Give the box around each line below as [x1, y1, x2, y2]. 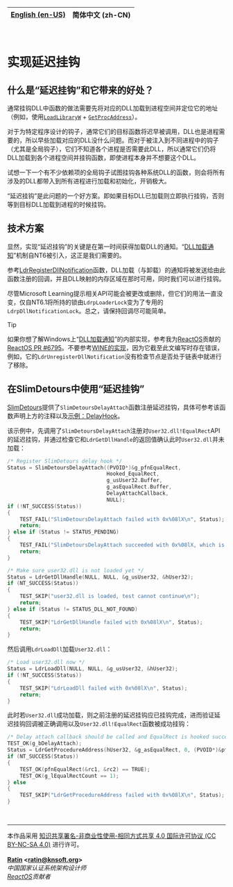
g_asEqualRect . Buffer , [106, 483, 172, 490]
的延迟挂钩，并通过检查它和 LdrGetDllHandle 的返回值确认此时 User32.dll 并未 [7, 435, 225, 443]
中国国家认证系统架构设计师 [7, 864, 87, 872]
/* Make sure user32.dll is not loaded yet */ [7, 567, 144, 574]
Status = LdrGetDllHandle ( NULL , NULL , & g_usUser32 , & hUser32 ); [7, 573, 194, 581]
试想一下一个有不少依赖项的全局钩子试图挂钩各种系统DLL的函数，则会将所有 [7, 168, 225, 176]
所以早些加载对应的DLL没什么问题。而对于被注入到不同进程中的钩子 [25, 136, 219, 144]
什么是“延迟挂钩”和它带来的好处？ [7, 84, 154, 96]
